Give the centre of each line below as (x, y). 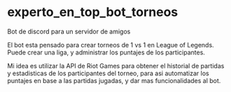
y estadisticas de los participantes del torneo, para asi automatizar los (108, 73)
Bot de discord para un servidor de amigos (69, 31)
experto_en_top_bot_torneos (93, 12)
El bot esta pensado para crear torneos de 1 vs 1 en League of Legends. (111, 45)
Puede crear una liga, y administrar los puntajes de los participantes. (106, 52)
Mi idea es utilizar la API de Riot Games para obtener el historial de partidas (116, 66)
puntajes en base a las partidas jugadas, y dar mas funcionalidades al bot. (114, 80)
